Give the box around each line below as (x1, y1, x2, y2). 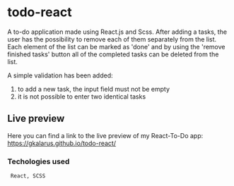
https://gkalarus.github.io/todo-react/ (7, 139, 117, 147)
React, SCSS (10, 173, 46, 180)
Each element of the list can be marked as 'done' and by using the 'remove (7, 42, 226, 51)
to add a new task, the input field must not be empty (17, 85, 170, 93)
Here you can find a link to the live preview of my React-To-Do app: (7, 131, 204, 139)
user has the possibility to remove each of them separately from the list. (7, 35, 217, 43)
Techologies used (7, 156, 70, 166)
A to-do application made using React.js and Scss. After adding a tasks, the (7, 27, 228, 36)
